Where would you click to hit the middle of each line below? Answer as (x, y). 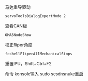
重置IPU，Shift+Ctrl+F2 (28, 63)
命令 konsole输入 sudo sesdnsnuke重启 (44, 74)
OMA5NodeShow (18, 35)
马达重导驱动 (18, 7)
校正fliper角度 (19, 45)
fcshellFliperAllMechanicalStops (39, 54)
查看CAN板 (16, 26)
